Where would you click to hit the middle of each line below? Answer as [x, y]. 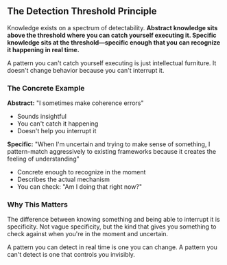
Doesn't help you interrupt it [57, 131]
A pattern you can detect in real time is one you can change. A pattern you [112, 247]
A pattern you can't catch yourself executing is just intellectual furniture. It [112, 63]
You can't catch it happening [58, 124]
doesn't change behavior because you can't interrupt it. [86, 70]
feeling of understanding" [44, 159]
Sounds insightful [42, 117]
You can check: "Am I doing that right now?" [80, 187]
